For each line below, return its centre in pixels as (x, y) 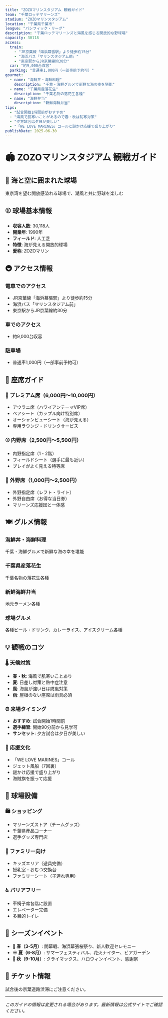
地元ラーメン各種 (23, 604)
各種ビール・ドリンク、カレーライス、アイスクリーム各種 (64, 630)
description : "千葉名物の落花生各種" (49, 94)
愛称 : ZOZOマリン (30, 251)
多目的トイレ (25, 916)
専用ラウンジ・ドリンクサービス (45, 426)
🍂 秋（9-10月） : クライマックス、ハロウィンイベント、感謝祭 (75, 959)
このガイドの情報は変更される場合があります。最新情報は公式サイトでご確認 (84, 1004)
